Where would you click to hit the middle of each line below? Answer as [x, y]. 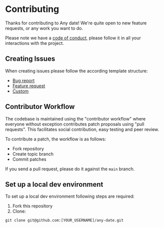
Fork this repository [32, 206]
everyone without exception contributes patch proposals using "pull [75, 124]
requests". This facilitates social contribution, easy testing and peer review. [82, 129]
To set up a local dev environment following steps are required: [70, 196]
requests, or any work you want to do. [44, 28]
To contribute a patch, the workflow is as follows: [56, 139]
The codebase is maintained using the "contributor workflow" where [76, 118]
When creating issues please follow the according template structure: [77, 71]
